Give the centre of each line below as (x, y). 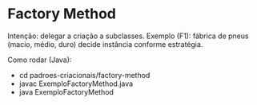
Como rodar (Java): (40, 60)
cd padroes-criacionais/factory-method (84, 75)
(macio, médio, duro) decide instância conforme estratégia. (105, 44)
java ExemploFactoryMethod (66, 91)
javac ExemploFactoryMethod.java (76, 84)
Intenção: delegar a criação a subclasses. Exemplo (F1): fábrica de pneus (128, 36)
